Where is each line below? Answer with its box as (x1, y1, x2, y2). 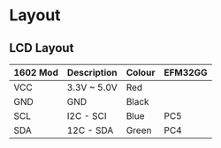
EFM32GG (163, 67, 208, 78)
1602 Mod (13, 67, 59, 78)
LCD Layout (9, 41, 74, 55)
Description (66, 67, 118, 78)
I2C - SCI (66, 110, 108, 122)
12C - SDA (66, 124, 114, 137)
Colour (126, 67, 156, 78)
